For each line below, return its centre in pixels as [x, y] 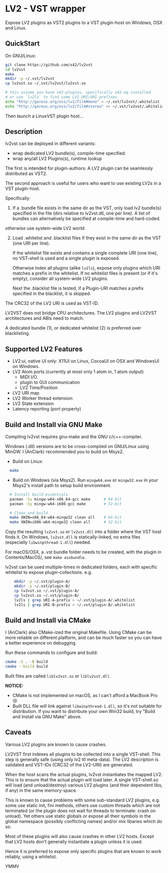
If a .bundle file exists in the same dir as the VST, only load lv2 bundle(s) [87, 208]
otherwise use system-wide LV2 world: [45, 228]
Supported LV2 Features [44, 349]
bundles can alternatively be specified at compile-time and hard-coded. [86, 218]
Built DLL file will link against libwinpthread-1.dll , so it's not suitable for [87, 706]
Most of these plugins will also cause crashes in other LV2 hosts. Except [79, 836]
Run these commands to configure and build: [51, 652]
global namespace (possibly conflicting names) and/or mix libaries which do [84, 821]
